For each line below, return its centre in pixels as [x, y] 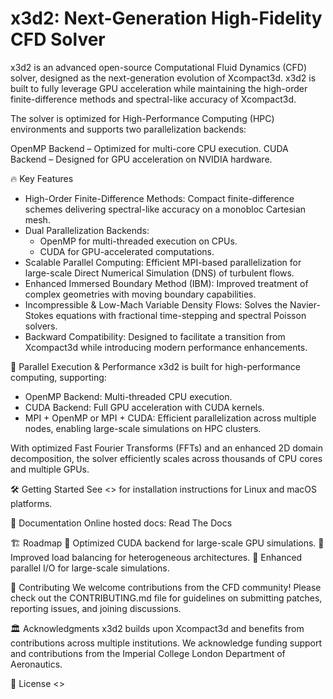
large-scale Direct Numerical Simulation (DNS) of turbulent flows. [159, 273]
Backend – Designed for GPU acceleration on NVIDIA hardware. [141, 159]
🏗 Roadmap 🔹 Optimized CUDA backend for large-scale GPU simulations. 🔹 [167, 543]
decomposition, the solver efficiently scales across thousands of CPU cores [166, 458]
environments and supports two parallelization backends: [128, 129]
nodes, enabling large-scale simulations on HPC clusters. [143, 428]
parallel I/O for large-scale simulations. [90, 568]
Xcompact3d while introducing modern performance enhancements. [166, 347]
